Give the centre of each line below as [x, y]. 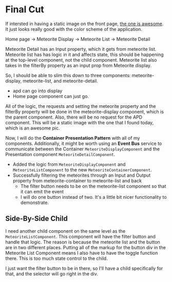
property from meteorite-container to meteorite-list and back [77, 180]
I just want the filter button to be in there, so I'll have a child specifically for [84, 268]
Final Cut [25, 10]
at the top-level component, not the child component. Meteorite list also [81, 60]
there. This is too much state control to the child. [56, 258]
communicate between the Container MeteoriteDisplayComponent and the [83, 149]
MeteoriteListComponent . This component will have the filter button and [80, 236]
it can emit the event [42, 192]
